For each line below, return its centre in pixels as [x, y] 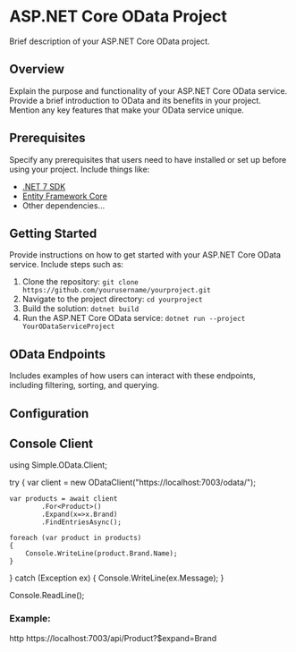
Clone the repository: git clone [80, 282]
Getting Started [53, 233]
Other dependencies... [63, 205]
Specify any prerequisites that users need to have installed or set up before [148, 159]
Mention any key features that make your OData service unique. [127, 110]
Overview [37, 69]
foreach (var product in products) [76, 538]
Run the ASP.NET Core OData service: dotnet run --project [134, 318]
